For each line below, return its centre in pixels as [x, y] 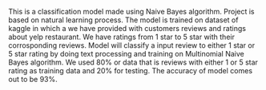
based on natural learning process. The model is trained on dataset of [123, 20]
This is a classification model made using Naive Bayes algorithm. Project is [131, 12]
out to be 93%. [33, 79]
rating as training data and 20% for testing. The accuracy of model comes [131, 70]
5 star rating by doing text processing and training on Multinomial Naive [126, 54]
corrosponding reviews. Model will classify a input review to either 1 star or [131, 45]
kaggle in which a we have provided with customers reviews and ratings [127, 28]
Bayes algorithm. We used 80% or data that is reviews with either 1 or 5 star [133, 62]
